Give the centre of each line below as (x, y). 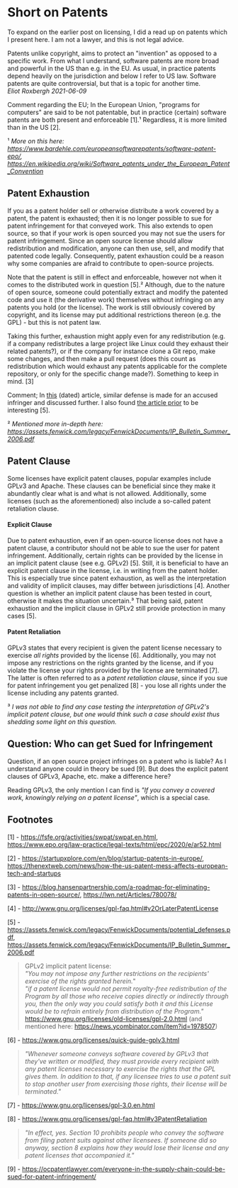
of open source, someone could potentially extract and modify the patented (118, 292)
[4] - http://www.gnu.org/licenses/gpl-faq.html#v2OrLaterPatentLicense (113, 908)
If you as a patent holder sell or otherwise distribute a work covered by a (113, 211)
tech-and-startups (34, 873)
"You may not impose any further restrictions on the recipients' (117, 973)
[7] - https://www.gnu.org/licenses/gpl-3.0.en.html (81, 1105)
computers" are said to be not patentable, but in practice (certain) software (117, 112)
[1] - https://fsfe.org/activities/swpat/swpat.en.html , (83, 837)
